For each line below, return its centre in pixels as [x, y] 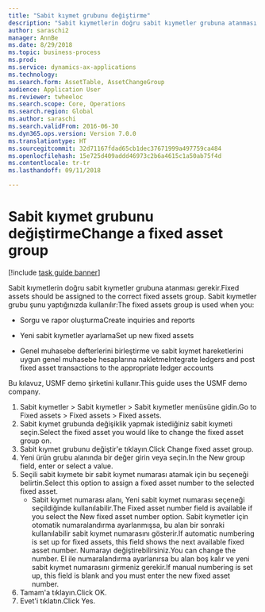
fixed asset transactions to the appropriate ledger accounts [117, 368]
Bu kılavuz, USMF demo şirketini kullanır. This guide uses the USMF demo [128, 383]
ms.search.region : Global [51, 112]
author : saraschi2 [38, 30]
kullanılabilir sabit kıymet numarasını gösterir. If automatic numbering [143, 533]
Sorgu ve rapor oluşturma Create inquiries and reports [108, 320]
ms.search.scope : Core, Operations [67, 104]
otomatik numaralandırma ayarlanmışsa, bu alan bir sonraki [128, 525]
